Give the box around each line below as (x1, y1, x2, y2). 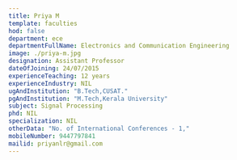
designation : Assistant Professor (8, 57, 125, 65)
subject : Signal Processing (8, 102, 104, 110)
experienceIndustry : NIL (8, 79, 92, 87)
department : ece (8, 34, 63, 43)
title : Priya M (8, 11, 60, 20)
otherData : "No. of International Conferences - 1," (8, 124, 190, 133)
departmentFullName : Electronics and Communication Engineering (8, 42, 230, 50)
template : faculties (8, 19, 78, 27)
